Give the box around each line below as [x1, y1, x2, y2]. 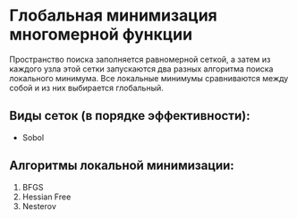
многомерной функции [9, 24, 193, 45]
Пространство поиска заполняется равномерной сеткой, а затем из [9, 54, 271, 64]
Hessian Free [21, 191, 72, 202]
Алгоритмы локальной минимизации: [9, 158, 234, 173]
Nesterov [21, 200, 56, 211]
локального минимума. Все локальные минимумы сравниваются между [9, 72, 289, 83]
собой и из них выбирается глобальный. [9, 82, 164, 93]
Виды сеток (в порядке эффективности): [9, 108, 250, 123]
